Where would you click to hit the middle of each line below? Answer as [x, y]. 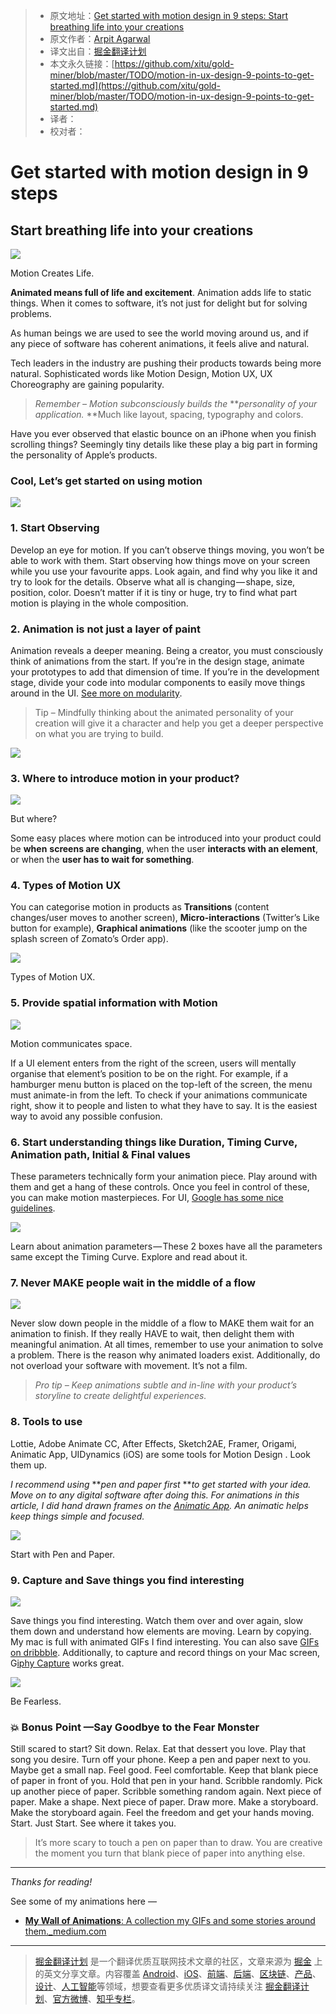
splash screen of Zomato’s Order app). [89, 939]
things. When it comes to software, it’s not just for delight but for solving [159, 303]
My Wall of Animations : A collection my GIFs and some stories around [170, 1921]
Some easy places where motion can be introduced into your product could [166, 838]
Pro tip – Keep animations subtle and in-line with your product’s [166, 1385]
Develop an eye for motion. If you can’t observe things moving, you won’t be [167, 550]
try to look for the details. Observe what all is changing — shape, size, [153, 581]
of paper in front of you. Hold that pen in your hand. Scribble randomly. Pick [166, 1781]
